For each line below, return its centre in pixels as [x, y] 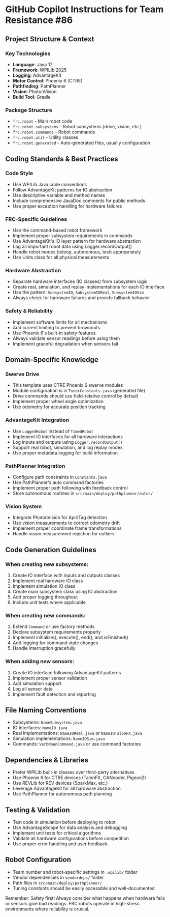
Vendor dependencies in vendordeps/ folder [58, 877]
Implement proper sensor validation [50, 678]
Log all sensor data [32, 689]
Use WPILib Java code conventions [50, 184]
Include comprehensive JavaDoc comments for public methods [79, 200]
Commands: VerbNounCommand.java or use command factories [77, 744]
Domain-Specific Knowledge [52, 360]
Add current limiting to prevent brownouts [56, 327]
